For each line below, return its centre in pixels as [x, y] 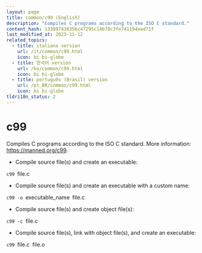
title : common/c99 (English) [43, 18]
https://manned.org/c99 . [37, 150]
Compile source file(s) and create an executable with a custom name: [103, 185]
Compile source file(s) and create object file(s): [74, 209]
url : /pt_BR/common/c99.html [54, 86]
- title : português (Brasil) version [60, 80]
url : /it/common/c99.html [50, 52]
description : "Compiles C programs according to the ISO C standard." [98, 23]
